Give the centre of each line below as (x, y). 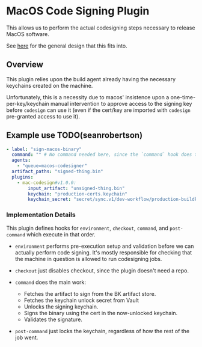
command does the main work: (50, 282)
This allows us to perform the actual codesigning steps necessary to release (101, 28)
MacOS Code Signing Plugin (78, 11)
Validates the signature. (53, 319)
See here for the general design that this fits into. (67, 46)
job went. (26, 337)
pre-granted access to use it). (43, 116)
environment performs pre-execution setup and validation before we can (104, 246)
